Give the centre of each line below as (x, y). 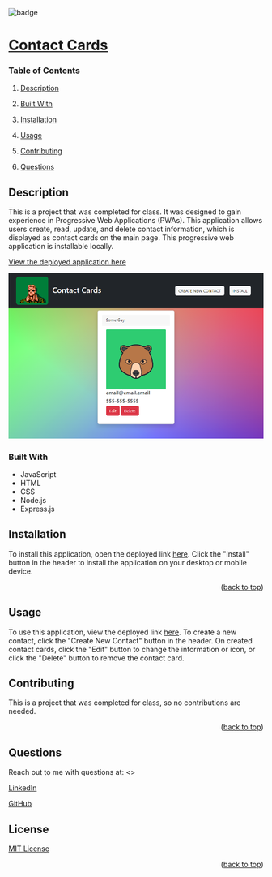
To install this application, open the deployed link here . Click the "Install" (129, 554)
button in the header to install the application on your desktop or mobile (127, 562)
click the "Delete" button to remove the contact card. (96, 658)
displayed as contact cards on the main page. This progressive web (121, 238)
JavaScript (38, 474)
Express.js (37, 509)
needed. (22, 711)
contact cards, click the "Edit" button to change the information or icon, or (132, 649)
